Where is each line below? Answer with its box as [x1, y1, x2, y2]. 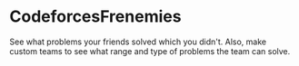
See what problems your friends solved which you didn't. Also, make [9, 36, 266, 47]
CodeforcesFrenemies [9, 6, 182, 27]
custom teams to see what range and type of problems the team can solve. [9, 45, 291, 56]
